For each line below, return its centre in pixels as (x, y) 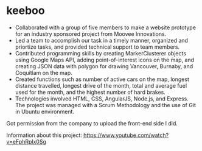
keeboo (26, 11)
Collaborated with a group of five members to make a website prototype (106, 27)
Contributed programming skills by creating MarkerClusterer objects (101, 53)
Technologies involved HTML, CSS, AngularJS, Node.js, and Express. (102, 99)
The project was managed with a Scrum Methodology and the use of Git (106, 105)
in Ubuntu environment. (45, 111)
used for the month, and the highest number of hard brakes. (90, 92)
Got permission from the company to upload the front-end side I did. (92, 123)
